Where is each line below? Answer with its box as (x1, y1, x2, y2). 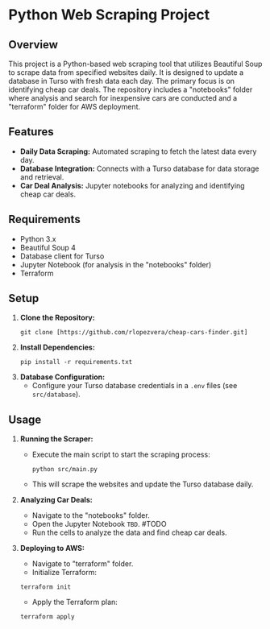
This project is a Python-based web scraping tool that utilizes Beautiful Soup (8, 59, 263, 68)
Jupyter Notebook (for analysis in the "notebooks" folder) (19, 259, 212, 269)
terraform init (19, 583, 72, 591)
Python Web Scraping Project (8, 6, 210, 24)
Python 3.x (19, 234, 56, 243)
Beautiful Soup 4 (19, 242, 77, 252)
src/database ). (31, 389, 81, 399)
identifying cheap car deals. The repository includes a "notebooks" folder (8, 85, 253, 94)
